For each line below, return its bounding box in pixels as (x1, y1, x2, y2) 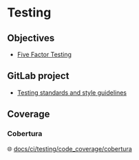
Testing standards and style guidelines (17, 88, 127, 97)
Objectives (7, 32, 55, 44)
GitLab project (7, 70, 69, 82)
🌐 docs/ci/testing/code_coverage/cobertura (7, 144, 132, 152)
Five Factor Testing (17, 50, 72, 58)
